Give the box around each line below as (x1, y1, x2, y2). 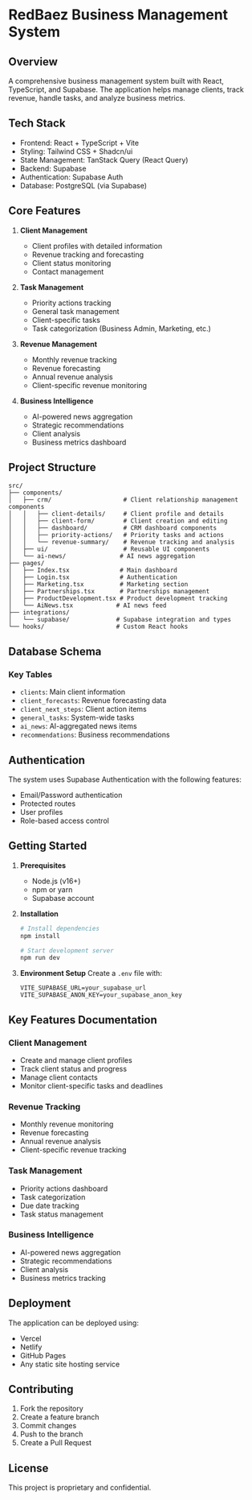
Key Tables (8, 668, 53, 680)
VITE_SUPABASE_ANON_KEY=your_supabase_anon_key (19, 991, 182, 999)
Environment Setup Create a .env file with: (19, 969, 163, 978)
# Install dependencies (19, 924, 100, 932)
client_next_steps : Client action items (19, 705, 147, 714)
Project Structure (8, 461, 96, 474)
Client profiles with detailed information (31, 241, 163, 250)
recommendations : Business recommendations (19, 730, 170, 740)
